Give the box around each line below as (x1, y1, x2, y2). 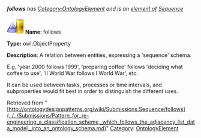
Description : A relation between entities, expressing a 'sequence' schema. (7, 52, 192, 59)
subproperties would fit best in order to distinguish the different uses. (7, 88, 179, 95)
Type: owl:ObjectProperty (7, 40, 71, 47)
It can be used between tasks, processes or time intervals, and (7, 81, 163, 88)
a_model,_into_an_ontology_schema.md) (7, 125, 107, 131)
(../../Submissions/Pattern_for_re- (7, 112, 89, 119)
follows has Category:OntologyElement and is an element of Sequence (7, 5, 184, 12)
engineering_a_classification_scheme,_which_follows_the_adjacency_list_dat (7, 118, 196, 125)
